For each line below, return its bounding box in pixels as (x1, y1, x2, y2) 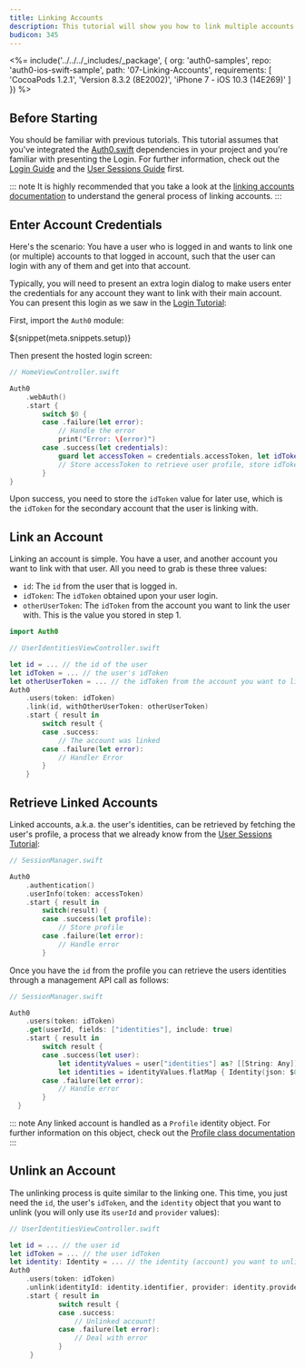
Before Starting (9, 110, 98, 125)
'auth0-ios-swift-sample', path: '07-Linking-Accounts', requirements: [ (9, 64, 272, 75)
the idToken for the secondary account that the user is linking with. (9, 503, 259, 514)
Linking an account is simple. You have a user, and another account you (9, 553, 279, 564)
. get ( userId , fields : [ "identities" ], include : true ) (25, 1026, 233, 1035)
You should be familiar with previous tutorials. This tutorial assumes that (9, 134, 279, 145)
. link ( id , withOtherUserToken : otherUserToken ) (25, 702, 209, 711)
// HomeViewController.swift (9, 368, 120, 377)
